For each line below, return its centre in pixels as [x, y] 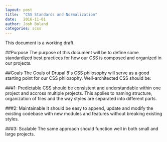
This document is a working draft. [40, 43]
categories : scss [23, 29]
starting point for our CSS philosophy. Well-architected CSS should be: [78, 78]
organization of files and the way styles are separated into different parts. [81, 99]
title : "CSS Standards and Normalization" [51, 15]
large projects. [20, 134]
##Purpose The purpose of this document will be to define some [72, 53]
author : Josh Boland [27, 24]
